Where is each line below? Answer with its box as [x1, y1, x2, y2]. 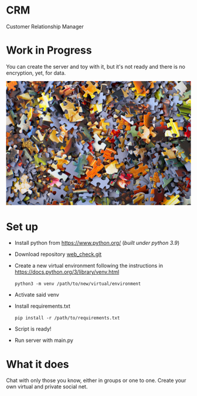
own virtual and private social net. [6, 383, 88, 390]
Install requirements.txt [14, 302, 70, 310]
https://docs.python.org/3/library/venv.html [14, 268, 120, 275]
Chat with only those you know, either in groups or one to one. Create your [6, 377, 186, 384]
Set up [6, 220, 38, 233]
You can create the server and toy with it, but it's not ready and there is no [6, 63, 186, 70]
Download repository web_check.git [14, 251, 102, 258]
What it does [6, 357, 69, 371]
